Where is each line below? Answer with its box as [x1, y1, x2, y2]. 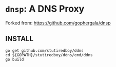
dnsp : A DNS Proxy [5, 3, 85, 15]
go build [5, 57, 24, 62]
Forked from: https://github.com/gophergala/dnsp [5, 20, 111, 26]
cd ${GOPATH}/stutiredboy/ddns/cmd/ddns [5, 52, 93, 57]
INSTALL [5, 35, 34, 43]
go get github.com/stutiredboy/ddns [5, 48, 84, 53]
